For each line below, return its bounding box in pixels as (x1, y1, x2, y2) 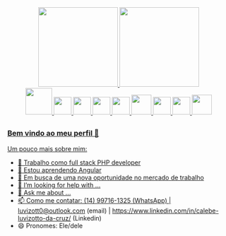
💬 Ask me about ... (17, 188, 71, 196)
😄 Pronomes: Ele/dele (17, 221, 83, 230)
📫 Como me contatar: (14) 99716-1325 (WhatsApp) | (17, 196, 172, 204)
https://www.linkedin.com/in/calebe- (112, 206, 219, 215)
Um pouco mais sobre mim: (7, 144, 88, 153)
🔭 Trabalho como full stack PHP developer (17, 158, 141, 167)
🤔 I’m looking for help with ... (17, 180, 101, 189)
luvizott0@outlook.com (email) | (17, 206, 111, 215)
